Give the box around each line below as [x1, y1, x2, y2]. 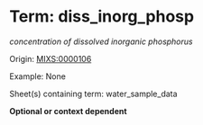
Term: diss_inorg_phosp [9, 6, 195, 27]
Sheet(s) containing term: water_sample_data [9, 88, 178, 99]
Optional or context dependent [9, 105, 128, 116]
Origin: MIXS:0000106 [9, 53, 92, 64]
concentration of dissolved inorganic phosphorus [9, 36, 193, 47]
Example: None [9, 70, 66, 82]
